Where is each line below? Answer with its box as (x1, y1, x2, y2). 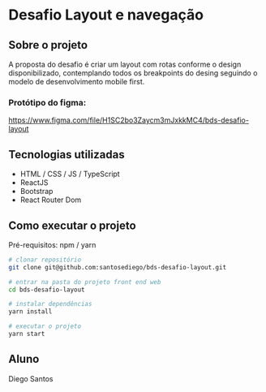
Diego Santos (8, 373, 54, 383)
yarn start (8, 330, 45, 338)
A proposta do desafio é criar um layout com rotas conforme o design (8, 59, 242, 69)
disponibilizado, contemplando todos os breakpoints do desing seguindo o (8, 68, 258, 78)
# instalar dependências (8, 300, 92, 308)
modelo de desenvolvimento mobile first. (8, 77, 145, 86)
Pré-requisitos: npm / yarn (8, 239, 97, 249)
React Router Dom (19, 195, 82, 205)
